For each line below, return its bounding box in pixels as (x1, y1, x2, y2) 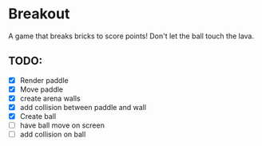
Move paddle (19, 85, 64, 94)
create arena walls (19, 93, 81, 103)
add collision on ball (19, 129, 86, 140)
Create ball (19, 112, 57, 120)
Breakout (8, 5, 70, 23)
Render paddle (19, 75, 69, 85)
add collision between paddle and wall (19, 102, 146, 112)
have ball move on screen (19, 120, 105, 130)
